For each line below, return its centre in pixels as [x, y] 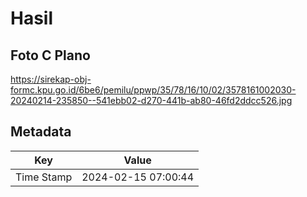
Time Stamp [44, 177]
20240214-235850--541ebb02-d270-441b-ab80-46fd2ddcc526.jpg [151, 100]
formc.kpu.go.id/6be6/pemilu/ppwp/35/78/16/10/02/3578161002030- [153, 90]
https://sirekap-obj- [51, 79]
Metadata [41, 132]
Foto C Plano [50, 55]
